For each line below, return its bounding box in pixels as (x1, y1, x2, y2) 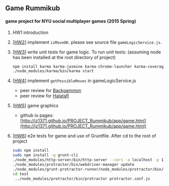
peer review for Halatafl (20, 93, 69, 99)
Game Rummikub (5, 4, 60, 13)
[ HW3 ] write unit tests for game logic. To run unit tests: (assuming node (12, 49, 161, 55)
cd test (12, 171, 29, 176)
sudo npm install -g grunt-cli (12, 153, 78, 158)
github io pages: (20, 112, 54, 118)
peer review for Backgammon (20, 88, 81, 94)
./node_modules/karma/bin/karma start (12, 69, 94, 74)
